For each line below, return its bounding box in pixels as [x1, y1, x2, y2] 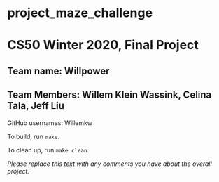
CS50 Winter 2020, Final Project [7, 37, 199, 53]
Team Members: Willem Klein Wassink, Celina [7, 89, 212, 101]
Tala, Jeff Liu [7, 100, 65, 112]
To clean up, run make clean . [7, 145, 90, 154]
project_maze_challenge [7, 5, 153, 21]
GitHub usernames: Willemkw [7, 118, 93, 127]
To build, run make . [7, 132, 59, 141]
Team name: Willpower [7, 65, 110, 77]
